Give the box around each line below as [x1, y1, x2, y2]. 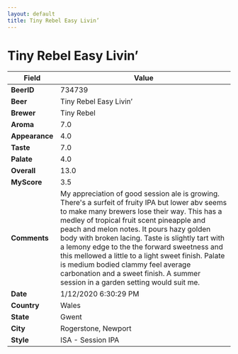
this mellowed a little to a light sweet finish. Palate [59, 251, 225, 261]
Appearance [11, 131, 54, 141]
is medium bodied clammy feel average [59, 260, 191, 270]
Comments [11, 233, 50, 243]
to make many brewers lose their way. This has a [59, 206, 222, 216]
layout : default [7, 10, 55, 18]
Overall [11, 166, 36, 176]
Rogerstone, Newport [59, 323, 132, 333]
